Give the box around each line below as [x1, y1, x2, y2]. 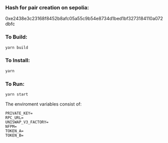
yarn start [5, 91, 28, 97]
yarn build [5, 45, 28, 50]
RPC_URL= [5, 115, 24, 120]
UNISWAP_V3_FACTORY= [5, 119, 49, 125]
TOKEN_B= [5, 133, 24, 138]
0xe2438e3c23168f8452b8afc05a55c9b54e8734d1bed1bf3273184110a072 [5, 16, 163, 22]
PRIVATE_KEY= [5, 111, 33, 116]
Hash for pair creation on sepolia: [5, 4, 89, 11]
